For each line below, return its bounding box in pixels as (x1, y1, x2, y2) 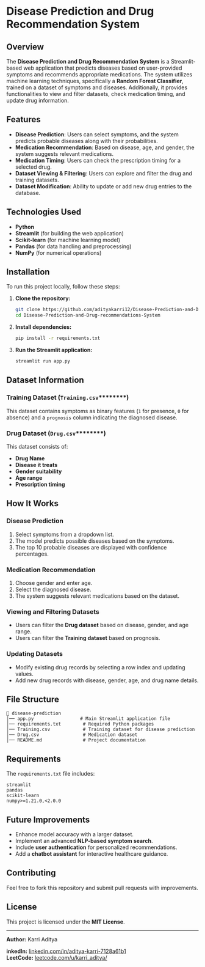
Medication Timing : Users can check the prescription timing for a (15, 156, 181, 164)
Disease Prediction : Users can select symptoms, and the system (15, 130, 179, 138)
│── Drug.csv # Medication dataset (6, 732, 138, 738)
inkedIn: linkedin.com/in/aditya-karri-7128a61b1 (6, 947, 126, 955)
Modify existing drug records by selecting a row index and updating (15, 663, 185, 671)
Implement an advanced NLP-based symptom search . (15, 837, 154, 844)
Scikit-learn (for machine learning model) (15, 236, 121, 243)
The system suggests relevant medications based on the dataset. (15, 592, 180, 600)
